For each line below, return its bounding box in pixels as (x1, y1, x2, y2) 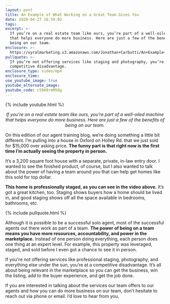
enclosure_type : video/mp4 (5, 69, 62, 74)
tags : (5, 21, 17, 27)
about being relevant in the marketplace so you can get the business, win (5, 267, 158, 273)
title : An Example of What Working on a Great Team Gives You (5, 12, 139, 17)
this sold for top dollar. (5, 174, 52, 180)
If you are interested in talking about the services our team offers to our (5, 282, 154, 288)
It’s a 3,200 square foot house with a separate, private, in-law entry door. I (5, 158, 160, 164)
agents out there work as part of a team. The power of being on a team (5, 225, 154, 231)
